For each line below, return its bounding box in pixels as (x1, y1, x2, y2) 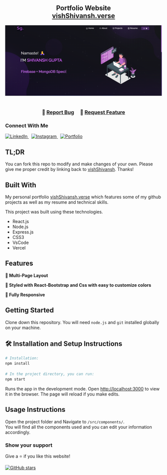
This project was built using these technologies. (5, 209, 103, 215)
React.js (12, 219, 29, 225)
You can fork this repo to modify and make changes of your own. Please (5, 161, 153, 167)
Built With (5, 181, 36, 189)
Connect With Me (5, 122, 49, 129)
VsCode (12, 239, 29, 245)
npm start (5, 377, 26, 382)
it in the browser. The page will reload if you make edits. (5, 391, 120, 397)
